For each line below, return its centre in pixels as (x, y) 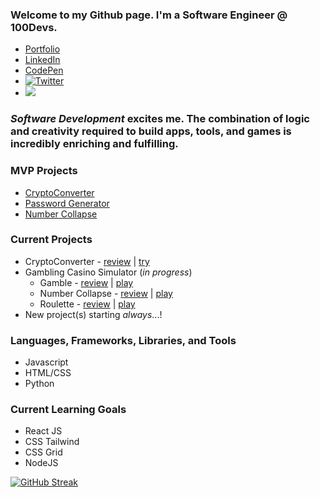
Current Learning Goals (68, 410)
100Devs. (34, 27)
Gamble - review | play (86, 282)
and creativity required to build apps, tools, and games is (151, 131)
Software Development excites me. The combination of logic (160, 119)
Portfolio (42, 49)
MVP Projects (44, 171)
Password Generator (67, 203)
